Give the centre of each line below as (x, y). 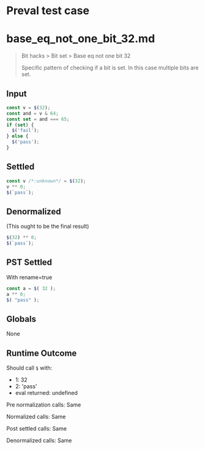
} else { (17, 136)
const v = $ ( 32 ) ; (28, 107)
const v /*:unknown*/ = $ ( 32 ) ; (46, 181)
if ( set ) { (20, 125)
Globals (21, 319)
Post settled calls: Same (37, 428)
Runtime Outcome (42, 353)
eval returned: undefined (47, 393)
